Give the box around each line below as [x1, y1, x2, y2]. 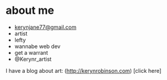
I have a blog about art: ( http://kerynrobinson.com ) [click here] [5, 67, 162, 74]
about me [5, 4, 54, 17]
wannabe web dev [14, 43, 61, 50]
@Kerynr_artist [14, 55, 52, 63]
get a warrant [14, 49, 48, 56]
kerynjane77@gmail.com [14, 23, 77, 31]
